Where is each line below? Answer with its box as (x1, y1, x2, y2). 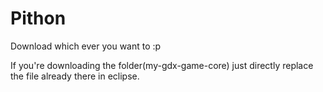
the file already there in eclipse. (10, 70, 140, 82)
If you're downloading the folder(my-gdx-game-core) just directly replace (10, 59, 314, 71)
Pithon (10, 7, 67, 30)
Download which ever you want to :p (10, 40, 162, 52)
